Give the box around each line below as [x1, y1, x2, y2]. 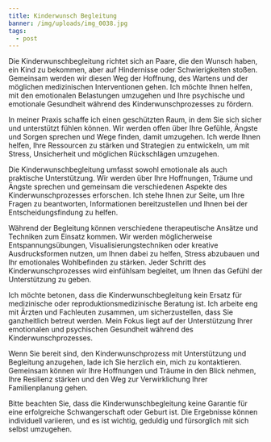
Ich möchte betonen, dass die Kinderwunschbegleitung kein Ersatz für [8, 290, 242, 300]
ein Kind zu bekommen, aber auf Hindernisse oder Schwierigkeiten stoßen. [8, 65, 258, 75]
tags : [8, 27, 27, 35]
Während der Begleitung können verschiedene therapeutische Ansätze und [8, 223, 259, 233]
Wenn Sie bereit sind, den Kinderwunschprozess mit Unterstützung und [8, 348, 247, 359]
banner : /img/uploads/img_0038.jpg [8, 19, 128, 27]
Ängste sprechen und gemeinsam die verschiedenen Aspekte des [8, 182, 227, 192]
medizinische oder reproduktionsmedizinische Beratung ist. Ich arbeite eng [8, 299, 258, 309]
